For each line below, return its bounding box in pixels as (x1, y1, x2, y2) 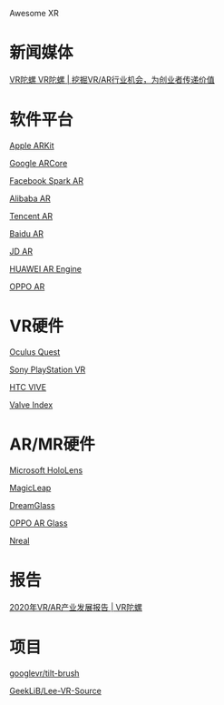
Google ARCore (9, 157, 68, 168)
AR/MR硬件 (9, 434, 95, 454)
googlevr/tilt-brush (9, 668, 80, 679)
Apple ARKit (9, 140, 54, 151)
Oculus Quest (9, 346, 61, 358)
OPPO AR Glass (9, 518, 68, 529)
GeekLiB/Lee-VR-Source (9, 685, 102, 696)
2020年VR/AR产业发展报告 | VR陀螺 (9, 601, 142, 612)
